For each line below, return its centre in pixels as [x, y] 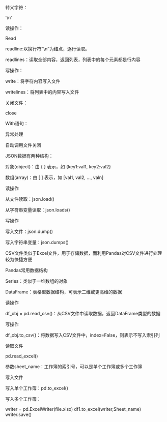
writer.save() [19, 414]
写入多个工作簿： [23, 399]
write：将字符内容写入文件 [33, 81]
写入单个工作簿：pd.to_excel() [37, 388]
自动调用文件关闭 [23, 145]
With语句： [17, 123]
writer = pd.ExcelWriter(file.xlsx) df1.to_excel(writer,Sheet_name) [73, 409]
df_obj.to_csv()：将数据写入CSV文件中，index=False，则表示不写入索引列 [83, 335]
